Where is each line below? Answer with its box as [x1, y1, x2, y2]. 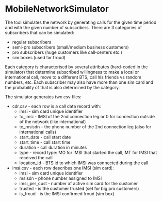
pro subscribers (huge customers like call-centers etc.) [12, 49, 123, 55]
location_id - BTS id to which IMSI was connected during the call [19, 160, 148, 166]
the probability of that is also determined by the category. [5, 84, 120, 90]
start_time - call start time [19, 139, 71, 145]
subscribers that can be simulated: [5, 30, 74, 35]
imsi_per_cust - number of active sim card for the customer [19, 180, 138, 186]
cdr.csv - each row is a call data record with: [12, 103, 101, 109]
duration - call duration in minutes [19, 144, 87, 150]
